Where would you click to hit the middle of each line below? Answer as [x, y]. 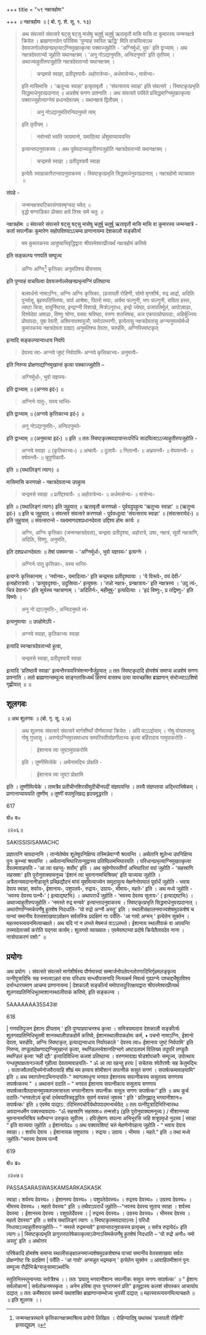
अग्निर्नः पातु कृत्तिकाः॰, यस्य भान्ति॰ [54, 564]
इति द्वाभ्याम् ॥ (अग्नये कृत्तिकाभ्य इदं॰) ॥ [45, 413]
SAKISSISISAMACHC [33, 843]
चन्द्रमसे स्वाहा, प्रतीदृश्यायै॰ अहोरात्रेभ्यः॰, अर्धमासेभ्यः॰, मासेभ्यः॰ [96, 74]
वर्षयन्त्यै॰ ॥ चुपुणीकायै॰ [44, 457]
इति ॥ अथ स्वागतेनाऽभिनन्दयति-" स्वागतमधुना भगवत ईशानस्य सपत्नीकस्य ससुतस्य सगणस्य [95, 1077]
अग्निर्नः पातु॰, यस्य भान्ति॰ [46, 401]
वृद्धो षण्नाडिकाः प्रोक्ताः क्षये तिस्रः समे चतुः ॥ [62, 212]
